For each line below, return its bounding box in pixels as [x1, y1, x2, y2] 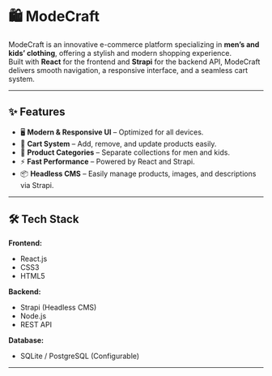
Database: [8, 335, 45, 345]
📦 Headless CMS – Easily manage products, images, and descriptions [19, 169, 257, 178]
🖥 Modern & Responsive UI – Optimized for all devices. [19, 127, 204, 137]
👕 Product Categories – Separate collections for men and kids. [19, 147, 231, 157]
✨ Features [8, 105, 66, 119]
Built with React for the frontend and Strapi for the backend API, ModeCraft [8, 57, 261, 66]
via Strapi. [19, 180, 54, 190]
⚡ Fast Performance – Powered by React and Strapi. [19, 156, 196, 166]
